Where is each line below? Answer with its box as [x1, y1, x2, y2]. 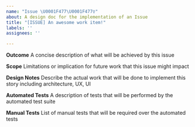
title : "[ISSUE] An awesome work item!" [6, 19, 107, 25]
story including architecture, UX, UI [6, 80, 91, 88]
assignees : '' [6, 30, 41, 36]
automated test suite [6, 98, 56, 105]
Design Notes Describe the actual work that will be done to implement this [6, 74, 186, 81]
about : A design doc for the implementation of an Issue [6, 14, 148, 20]
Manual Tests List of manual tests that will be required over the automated [6, 109, 186, 116]
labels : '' [6, 25, 33, 31]
